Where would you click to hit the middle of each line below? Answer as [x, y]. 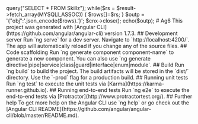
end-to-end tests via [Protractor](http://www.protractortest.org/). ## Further [99, 96]
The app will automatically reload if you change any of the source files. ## [97, 46]
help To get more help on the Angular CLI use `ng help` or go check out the [98, 103]
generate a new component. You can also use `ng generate [79, 58]
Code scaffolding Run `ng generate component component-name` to [90, 52]
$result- [126, 8]
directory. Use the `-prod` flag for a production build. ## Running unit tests [97, 77]
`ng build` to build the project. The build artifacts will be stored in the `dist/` [98, 71]
